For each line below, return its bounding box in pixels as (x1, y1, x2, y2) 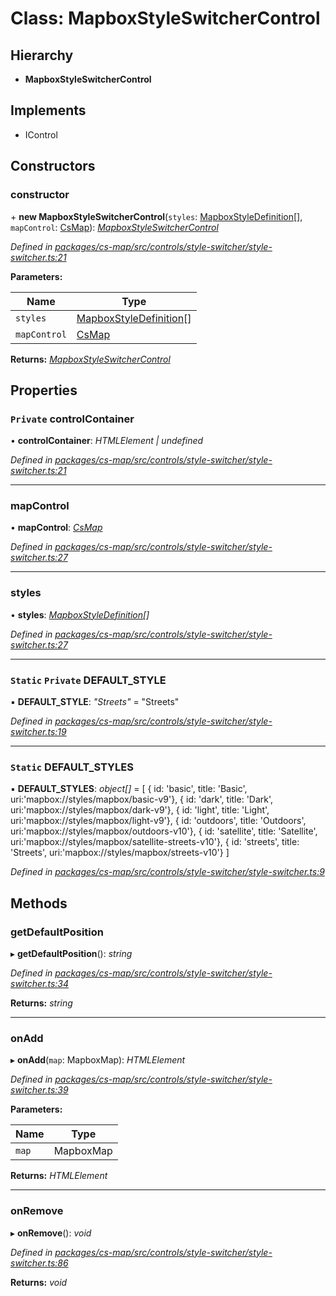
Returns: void (10, 1276, 68, 1288)
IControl (24, 128, 58, 141)
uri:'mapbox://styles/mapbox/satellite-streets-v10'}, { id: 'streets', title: (10, 836, 300, 848)
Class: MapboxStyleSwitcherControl (10, 7, 321, 30)
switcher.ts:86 (10, 1257, 69, 1269)
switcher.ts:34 (10, 978, 70, 990)
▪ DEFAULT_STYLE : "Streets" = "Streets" (10, 696, 180, 708)
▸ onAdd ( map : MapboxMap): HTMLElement (10, 1054, 186, 1066)
